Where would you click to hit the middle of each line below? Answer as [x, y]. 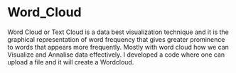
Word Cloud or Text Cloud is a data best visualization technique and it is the [118, 32]
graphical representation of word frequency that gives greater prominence [116, 39]
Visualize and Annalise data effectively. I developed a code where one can [116, 55]
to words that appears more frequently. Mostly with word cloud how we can [118, 47]
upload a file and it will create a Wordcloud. [71, 62]
